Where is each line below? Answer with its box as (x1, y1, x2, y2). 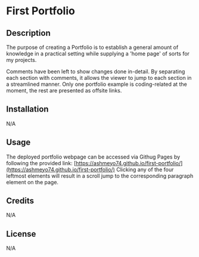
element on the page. (6, 178, 58, 185)
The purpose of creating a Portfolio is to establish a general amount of (6, 44, 179, 51)
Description (6, 28, 51, 38)
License (6, 228, 36, 239)
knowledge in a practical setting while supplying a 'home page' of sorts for (6, 50, 189, 57)
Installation (6, 104, 49, 114)
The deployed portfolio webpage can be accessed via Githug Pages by (6, 153, 181, 160)
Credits (6, 196, 35, 206)
